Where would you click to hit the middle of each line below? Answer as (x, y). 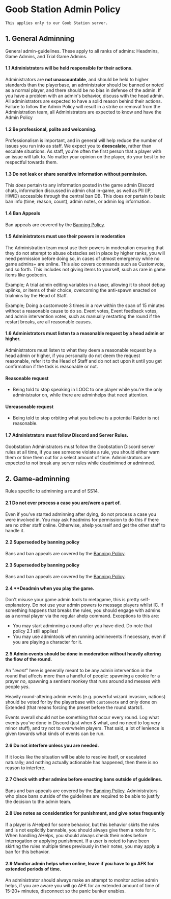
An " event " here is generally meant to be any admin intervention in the (79, 671)
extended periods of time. (33, 869)
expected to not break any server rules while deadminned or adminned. (80, 463)
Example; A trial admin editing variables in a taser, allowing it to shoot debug (85, 285)
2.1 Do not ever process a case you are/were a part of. (63, 503)
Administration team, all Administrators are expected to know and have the (83, 112)
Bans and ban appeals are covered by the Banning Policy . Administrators (81, 791)
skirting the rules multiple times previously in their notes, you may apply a (82, 846)
